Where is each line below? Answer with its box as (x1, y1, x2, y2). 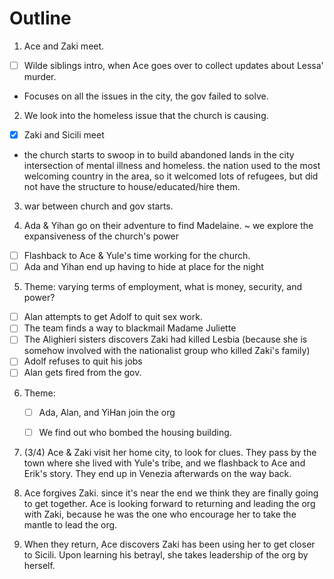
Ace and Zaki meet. (23, 40, 105, 52)
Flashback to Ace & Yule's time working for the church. (23, 250, 251, 262)
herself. (23, 559, 56, 571)
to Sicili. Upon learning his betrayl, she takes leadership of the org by (23, 548, 309, 561)
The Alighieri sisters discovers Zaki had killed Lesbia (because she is (23, 333, 308, 346)
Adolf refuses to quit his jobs (23, 355, 143, 367)
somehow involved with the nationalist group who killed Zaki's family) (23, 345, 311, 357)
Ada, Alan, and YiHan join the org (38, 406, 176, 418)
